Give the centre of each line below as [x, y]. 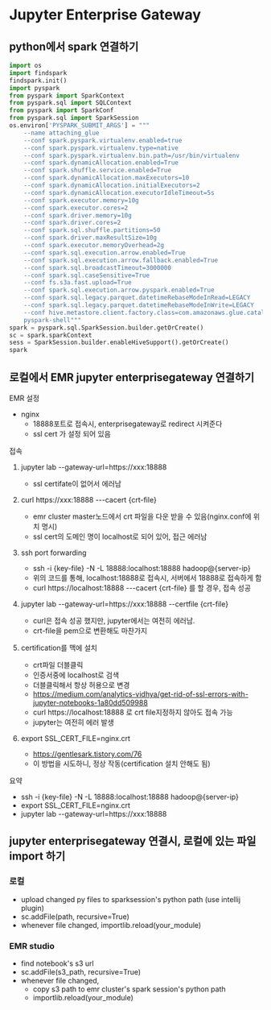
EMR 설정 [24, 398]
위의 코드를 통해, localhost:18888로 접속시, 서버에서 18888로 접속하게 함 [147, 577]
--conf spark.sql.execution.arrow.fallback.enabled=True [121, 260]
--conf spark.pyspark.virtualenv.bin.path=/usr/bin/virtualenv [132, 155]
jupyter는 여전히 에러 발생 [74, 722]
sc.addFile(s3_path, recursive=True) [81, 971]
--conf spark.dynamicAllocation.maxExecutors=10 [107, 178]
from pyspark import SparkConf [62, 110]
